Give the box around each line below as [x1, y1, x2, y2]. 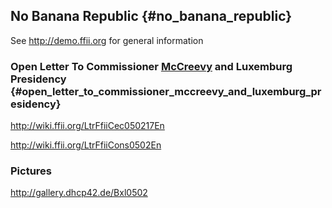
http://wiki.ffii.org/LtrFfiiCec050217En [10, 120, 165, 132]
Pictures [10, 164, 53, 178]
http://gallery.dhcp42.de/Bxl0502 [10, 187, 148, 199]
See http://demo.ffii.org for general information [10, 34, 204, 46]
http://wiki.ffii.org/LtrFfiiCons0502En [10, 139, 162, 151]
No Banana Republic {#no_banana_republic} [10, 8, 293, 25]
